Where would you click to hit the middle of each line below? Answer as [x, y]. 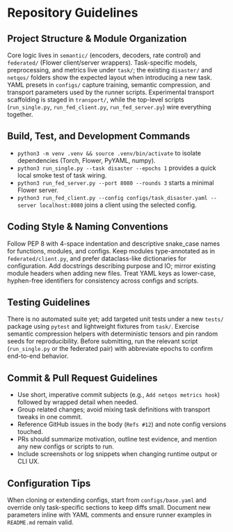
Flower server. [38, 190]
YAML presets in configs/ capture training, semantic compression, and [109, 85]
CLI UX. [28, 462]
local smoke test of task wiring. [62, 175]
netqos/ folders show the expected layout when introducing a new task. [110, 77]
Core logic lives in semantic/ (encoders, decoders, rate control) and [104, 55]
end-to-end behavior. [38, 356]
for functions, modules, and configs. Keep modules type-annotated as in [111, 251]
